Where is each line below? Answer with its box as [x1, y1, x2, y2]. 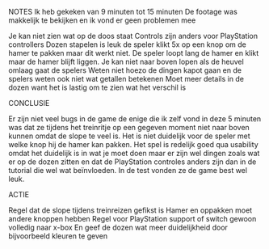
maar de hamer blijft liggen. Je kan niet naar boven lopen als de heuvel [8, 57, 244, 66]
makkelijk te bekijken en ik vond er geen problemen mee [8, 15, 196, 25]
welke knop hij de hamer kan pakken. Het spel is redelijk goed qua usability [8, 140, 258, 149]
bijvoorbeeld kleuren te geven [8, 231, 107, 241]
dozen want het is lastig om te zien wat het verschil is [8, 82, 187, 92]
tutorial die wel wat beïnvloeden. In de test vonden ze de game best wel [8, 166, 248, 175]
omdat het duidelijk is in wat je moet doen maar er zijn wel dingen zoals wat [8, 149, 260, 158]
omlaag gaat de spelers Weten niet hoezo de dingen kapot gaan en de [8, 65, 242, 75]
